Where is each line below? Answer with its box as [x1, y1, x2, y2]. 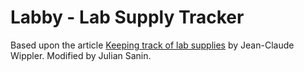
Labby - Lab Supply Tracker [10, 6, 245, 29]
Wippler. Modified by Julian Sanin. [10, 49, 152, 61]
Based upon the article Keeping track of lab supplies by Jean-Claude [10, 39, 295, 51]
